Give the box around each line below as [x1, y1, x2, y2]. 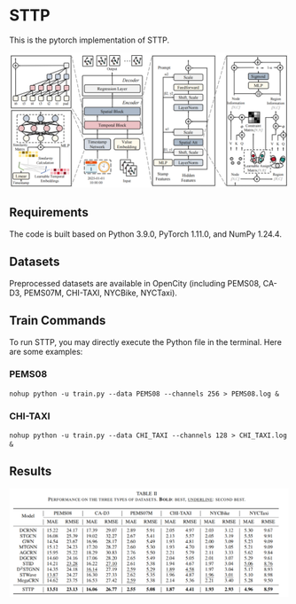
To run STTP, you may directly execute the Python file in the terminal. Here [9, 336, 282, 347]
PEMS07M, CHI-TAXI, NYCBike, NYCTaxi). [23, 287, 177, 298]
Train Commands [9, 313, 106, 328]
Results [9, 464, 52, 479]
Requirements [9, 205, 89, 220]
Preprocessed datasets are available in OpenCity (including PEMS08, [9, 278, 261, 288]
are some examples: [9, 346, 83, 357]
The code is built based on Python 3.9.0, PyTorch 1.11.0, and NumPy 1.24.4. [9, 228, 282, 239]
